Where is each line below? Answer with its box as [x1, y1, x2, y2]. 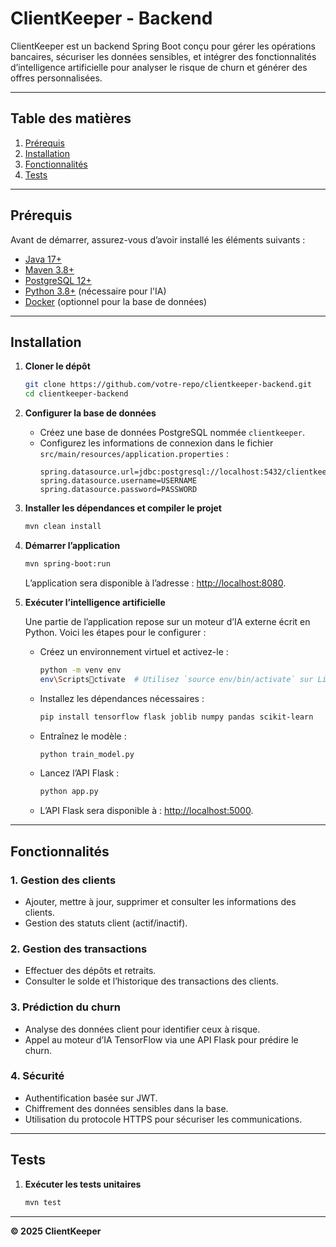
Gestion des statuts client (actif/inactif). [24, 917, 188, 929]
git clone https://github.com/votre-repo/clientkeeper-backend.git [24, 380, 312, 390]
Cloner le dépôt [24, 360, 91, 372]
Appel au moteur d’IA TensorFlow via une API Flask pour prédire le [24, 1033, 299, 1046]
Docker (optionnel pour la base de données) [24, 295, 208, 307]
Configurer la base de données [24, 407, 157, 419]
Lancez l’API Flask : [39, 767, 120, 779]
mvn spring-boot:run [24, 559, 111, 569]
